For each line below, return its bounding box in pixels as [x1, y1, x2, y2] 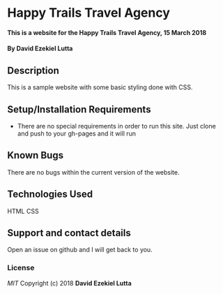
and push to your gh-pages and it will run [17, 129, 137, 138]
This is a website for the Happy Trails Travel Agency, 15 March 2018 [7, 28, 207, 36]
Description [7, 64, 59, 76]
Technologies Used [7, 189, 93, 200]
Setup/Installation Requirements [7, 103, 151, 115]
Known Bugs [7, 149, 64, 161]
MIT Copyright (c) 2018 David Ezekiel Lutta [7, 279, 132, 287]
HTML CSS [7, 207, 40, 215]
